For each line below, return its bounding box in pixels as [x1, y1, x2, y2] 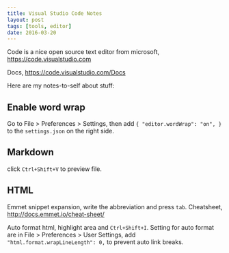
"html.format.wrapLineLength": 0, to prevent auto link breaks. [7, 237, 184, 246]
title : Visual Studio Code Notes [7, 10, 103, 17]
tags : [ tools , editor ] [7, 23, 72, 29]
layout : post [7, 16, 44, 23]
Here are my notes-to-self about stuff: [7, 81, 115, 90]
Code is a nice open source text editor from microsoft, [7, 48, 160, 56]
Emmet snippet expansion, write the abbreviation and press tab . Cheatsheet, [7, 202, 223, 211]
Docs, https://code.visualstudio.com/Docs [7, 68, 126, 77]
